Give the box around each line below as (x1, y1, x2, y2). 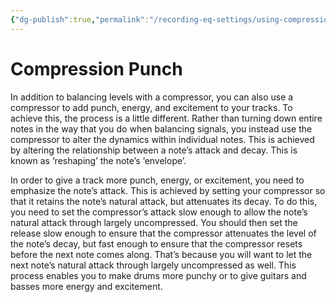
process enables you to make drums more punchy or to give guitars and (10, 269, 307, 281)
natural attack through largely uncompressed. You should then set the (10, 216, 298, 228)
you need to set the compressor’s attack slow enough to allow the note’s (10, 206, 308, 218)
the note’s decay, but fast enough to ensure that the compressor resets (10, 237, 303, 250)
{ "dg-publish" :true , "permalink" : (10, 14, 150, 25)
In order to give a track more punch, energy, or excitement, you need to (10, 174, 305, 186)
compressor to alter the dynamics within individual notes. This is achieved (10, 133, 315, 145)
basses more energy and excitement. (10, 280, 163, 292)
